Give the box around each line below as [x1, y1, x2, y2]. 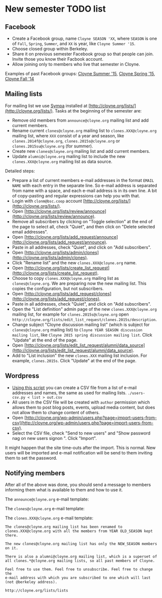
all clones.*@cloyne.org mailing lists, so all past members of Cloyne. [5, 559, 155, 564]
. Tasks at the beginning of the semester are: [52, 108, 142, 113]
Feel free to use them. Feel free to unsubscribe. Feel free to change [5, 567, 153, 572]
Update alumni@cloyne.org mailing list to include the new [12, 153, 126, 159]
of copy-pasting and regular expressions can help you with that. [12, 193, 140, 198]
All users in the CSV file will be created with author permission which [12, 399, 150, 405]
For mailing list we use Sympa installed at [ [5, 103, 91, 109]
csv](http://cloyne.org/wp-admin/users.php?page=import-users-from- [12, 420, 154, 425]
